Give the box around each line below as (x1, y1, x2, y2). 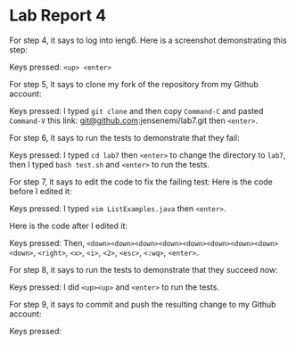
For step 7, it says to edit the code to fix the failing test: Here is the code (9, 176, 274, 187)
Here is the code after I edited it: (9, 220, 127, 231)
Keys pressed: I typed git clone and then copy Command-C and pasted (9, 105, 264, 116)
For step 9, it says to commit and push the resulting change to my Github (9, 299, 276, 309)
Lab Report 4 (9, 5, 107, 26)
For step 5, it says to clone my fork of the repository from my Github (9, 78, 259, 89)
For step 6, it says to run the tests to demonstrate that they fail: (9, 132, 240, 143)
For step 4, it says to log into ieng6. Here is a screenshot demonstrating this (9, 35, 287, 45)
